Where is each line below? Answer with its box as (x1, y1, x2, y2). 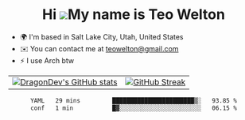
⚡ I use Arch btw (19, 55, 75, 65)
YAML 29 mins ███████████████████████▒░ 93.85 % (30, 96, 237, 104)
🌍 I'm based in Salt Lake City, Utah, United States (19, 32, 184, 41)
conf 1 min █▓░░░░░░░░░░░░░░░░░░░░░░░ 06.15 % (30, 104, 237, 112)
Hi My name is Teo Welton (42, 6, 225, 24)
